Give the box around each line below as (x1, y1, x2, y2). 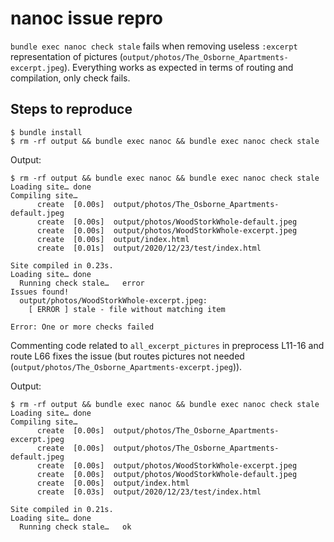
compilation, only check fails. (10, 72, 131, 84)
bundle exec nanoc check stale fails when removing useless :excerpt (10, 40, 298, 52)
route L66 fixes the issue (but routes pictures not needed (10, 350, 245, 362)
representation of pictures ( (10, 50, 123, 62)
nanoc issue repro (10, 7, 164, 30)
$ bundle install (10, 127, 83, 137)
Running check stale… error (19, 278, 145, 288)
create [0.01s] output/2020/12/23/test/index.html (36, 243, 262, 253)
